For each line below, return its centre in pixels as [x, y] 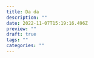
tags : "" [17, 40]
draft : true [21, 34]
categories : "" [25, 46]
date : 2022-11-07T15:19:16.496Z [47, 23]
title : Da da [23, 12]
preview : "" [21, 29]
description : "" [27, 18]
